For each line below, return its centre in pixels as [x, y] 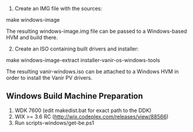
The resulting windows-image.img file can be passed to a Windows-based [97, 31]
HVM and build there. [32, 37]
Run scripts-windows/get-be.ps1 [54, 123]
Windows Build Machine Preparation [75, 96]
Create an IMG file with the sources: [58, 9]
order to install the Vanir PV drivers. [49, 78]
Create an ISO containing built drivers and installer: [76, 49]
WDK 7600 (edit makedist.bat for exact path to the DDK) [83, 110]
